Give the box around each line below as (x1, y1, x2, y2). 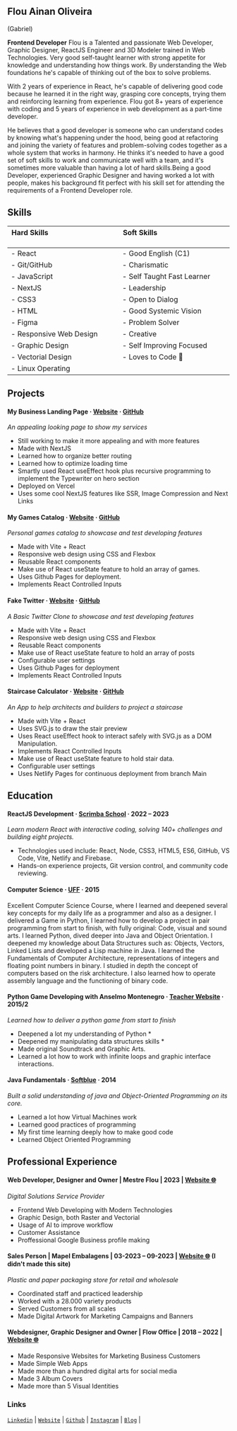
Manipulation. (17, 739, 58, 748)
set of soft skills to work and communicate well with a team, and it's (7, 156, 205, 164)
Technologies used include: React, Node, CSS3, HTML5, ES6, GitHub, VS (17, 846, 230, 855)
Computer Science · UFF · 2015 (7, 885, 100, 894)
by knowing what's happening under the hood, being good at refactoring (7, 133, 219, 142)
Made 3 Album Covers (17, 1374, 83, 1383)
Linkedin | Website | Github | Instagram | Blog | (7, 1415, 141, 1424)
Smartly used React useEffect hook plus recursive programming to (17, 467, 212, 475)
